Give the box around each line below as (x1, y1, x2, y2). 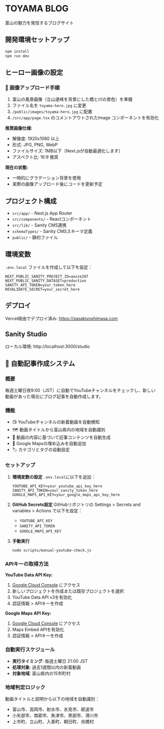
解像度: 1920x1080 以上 (12, 136, 60, 141)
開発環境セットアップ (5, 35, 70, 44)
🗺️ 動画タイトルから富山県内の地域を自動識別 (12, 427, 105, 433)
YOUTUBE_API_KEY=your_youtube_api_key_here (12, 483, 103, 489)
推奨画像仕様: (5, 125, 33, 131)
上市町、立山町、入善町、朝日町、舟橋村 (12, 719, 94, 725)
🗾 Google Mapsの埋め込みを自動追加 (12, 441, 87, 447)
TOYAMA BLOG (5, 3, 69, 14)
